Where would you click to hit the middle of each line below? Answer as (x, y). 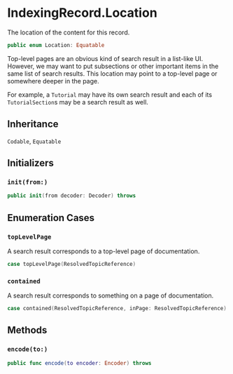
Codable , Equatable (34, 141)
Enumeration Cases (51, 218)
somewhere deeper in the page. (53, 81)
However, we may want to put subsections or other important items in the (113, 66)
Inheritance (33, 124)
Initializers (31, 163)
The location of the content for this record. (69, 32)
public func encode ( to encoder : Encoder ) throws (79, 363)
